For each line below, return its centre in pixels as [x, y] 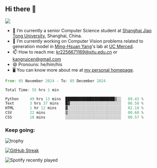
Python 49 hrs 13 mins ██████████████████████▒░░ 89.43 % [74, 99]
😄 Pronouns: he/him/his [37, 64]
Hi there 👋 [21, 9]
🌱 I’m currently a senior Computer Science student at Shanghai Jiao [82, 30]
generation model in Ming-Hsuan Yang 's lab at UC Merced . [73, 46]
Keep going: [20, 130]
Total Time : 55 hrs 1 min [32, 90]
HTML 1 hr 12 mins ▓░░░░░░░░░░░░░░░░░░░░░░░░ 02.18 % [74, 108]
